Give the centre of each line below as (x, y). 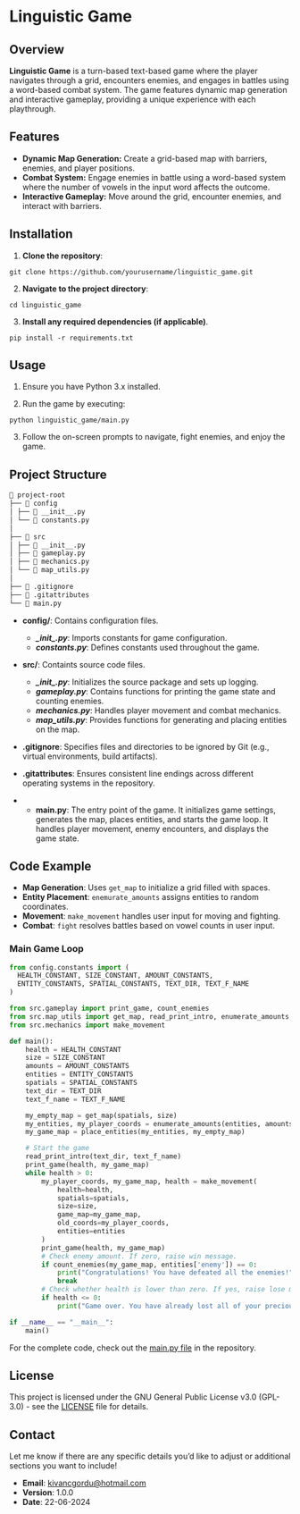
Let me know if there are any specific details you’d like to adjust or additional (150, 1456)
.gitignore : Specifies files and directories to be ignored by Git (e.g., (146, 746)
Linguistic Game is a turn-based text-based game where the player (134, 71)
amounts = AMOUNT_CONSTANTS (77, 1066)
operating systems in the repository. (88, 783)
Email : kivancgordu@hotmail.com (84, 1483)
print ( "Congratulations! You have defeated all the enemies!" (175, 1273)
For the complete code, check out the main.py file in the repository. (133, 1348)
